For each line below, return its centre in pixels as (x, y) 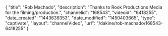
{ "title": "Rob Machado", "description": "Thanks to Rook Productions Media (84, 7)
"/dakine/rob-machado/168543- (130, 23)
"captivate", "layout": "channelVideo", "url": (50, 23)
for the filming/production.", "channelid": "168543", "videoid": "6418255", (81, 12)
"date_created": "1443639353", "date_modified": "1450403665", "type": (80, 18)
